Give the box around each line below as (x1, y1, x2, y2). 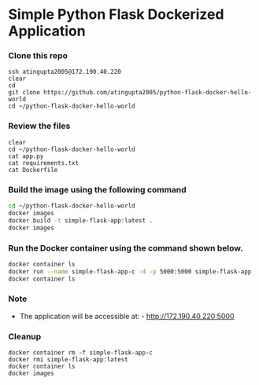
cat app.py (8, 152, 44, 160)
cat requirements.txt (8, 159, 80, 167)
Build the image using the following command (8, 184, 187, 195)
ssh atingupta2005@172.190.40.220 (8, 68, 122, 76)
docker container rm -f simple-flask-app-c (8, 349, 154, 357)
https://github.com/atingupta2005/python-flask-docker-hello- (43, 89, 252, 97)
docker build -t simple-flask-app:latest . (8, 216, 154, 225)
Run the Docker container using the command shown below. (8, 242, 243, 253)
